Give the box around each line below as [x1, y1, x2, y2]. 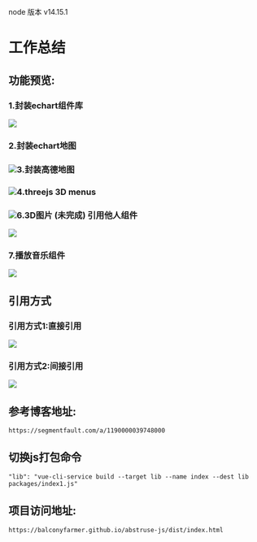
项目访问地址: [8, 504, 77, 518]
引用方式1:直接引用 [8, 320, 82, 332]
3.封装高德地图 [16, 163, 75, 175]
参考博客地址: [8, 405, 77, 418]
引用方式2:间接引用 [8, 360, 84, 371]
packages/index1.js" [8, 479, 79, 488]
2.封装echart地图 [8, 140, 77, 151]
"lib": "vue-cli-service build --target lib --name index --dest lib [8, 472, 250, 481]
